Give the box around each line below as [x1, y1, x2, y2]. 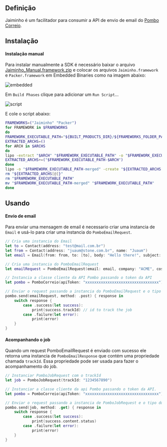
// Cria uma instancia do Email [5, 239, 72, 244]
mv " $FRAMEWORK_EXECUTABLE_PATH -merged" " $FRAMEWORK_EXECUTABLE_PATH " [5, 180, 155, 185]
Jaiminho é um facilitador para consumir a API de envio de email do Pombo [5, 17, 159, 23]
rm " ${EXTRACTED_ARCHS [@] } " [5, 172, 64, 177]
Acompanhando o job [5, 337, 51, 343]
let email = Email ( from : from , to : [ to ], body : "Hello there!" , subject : [5, 253, 162, 258]
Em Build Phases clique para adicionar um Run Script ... [5, 91, 119, 97]
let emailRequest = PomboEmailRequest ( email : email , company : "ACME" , [5, 266, 155, 271]
